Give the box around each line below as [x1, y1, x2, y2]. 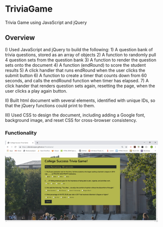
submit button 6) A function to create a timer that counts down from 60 [5, 72, 147, 78]
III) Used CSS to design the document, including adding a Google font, [5, 112, 146, 118]
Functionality [5, 129, 37, 136]
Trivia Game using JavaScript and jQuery [5, 19, 87, 25]
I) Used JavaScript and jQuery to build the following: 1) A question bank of [5, 46, 153, 52]
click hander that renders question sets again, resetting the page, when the [5, 83, 155, 89]
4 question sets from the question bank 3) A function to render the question [5, 57, 157, 63]
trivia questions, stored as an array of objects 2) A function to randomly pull [5, 52, 156, 57]
